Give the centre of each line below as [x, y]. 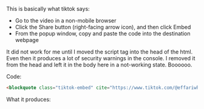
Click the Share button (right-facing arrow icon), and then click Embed [103, 27]
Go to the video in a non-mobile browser [66, 20]
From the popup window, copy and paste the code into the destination [103, 33]
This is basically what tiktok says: [48, 9]
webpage [27, 40]
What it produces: [29, 99]
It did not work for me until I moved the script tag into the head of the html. [100, 52]
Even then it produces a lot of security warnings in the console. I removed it [101, 58]
